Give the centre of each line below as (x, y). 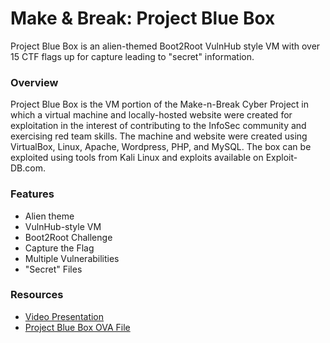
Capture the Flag (59, 248)
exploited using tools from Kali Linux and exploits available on (137, 158)
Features (32, 194)
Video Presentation (64, 316)
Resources (37, 295)
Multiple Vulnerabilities (72, 258)
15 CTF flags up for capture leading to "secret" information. (132, 56)
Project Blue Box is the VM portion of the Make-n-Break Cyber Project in (159, 104)
